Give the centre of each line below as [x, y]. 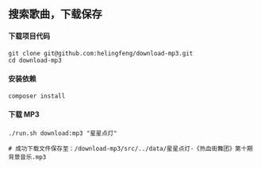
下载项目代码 [29, 36]
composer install [37, 96]
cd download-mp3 [35, 60]
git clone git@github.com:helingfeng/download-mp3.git [101, 53]
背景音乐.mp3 [27, 157]
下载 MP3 [24, 114]
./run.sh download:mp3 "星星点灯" [63, 133]
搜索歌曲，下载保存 [55, 14]
